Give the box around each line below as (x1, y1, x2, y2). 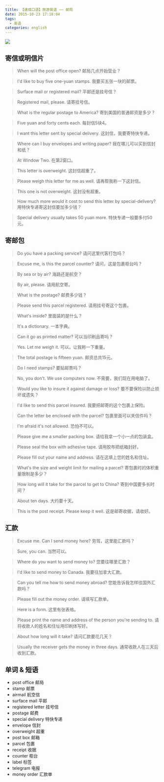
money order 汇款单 (12, 771, 52, 777)
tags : (5, 16, 16, 21)
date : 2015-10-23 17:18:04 (5, 12, 60, 17)
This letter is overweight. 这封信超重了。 (17, 168, 98, 173)
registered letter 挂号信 (12, 704, 59, 710)
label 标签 (12, 759, 32, 765)
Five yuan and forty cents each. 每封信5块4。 (17, 120, 109, 125)
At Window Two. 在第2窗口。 (17, 157, 76, 163)
